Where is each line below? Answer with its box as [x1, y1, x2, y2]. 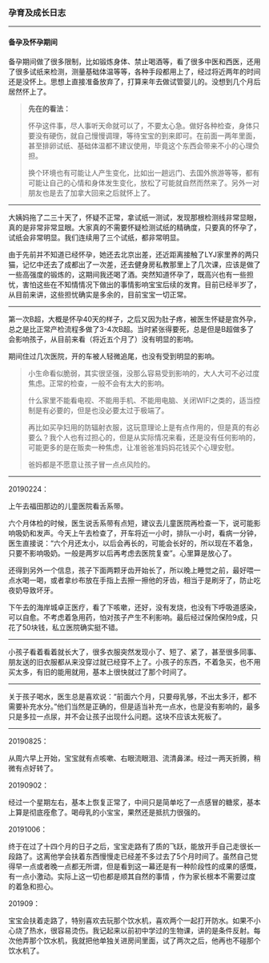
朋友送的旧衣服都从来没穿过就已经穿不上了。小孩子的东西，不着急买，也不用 [8, 657, 261, 666]
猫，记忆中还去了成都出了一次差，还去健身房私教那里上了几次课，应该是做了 [8, 259, 261, 269]
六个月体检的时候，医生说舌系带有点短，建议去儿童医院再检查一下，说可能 [8, 518, 254, 528]
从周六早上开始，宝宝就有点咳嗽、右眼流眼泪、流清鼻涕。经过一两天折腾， [8, 753, 254, 763]
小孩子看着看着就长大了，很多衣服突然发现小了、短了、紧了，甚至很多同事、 [8, 647, 261, 657]
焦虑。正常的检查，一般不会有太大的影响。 [27, 378, 169, 388]
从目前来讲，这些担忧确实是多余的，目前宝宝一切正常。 [8, 289, 191, 299]
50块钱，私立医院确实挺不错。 [22, 622, 122, 632]
